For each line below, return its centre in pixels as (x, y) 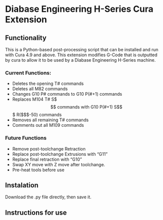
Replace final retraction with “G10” (47, 159)
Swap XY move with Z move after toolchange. (59, 164)
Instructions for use (36, 212)
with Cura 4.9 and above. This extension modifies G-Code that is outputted (81, 55)
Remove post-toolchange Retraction (49, 148)
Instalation (22, 185)
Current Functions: (28, 73)
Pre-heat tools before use (38, 170)
